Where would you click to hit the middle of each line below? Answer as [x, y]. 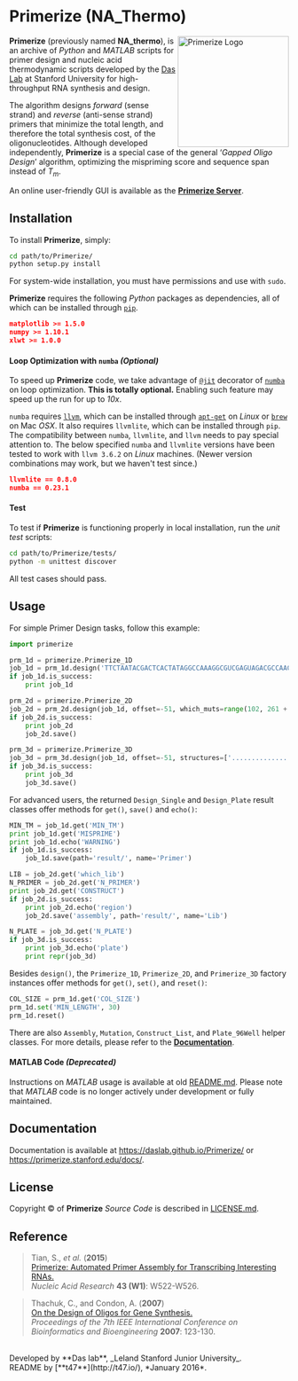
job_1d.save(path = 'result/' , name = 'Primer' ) [109, 859]
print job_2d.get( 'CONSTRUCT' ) [67, 891]
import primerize [41, 644]
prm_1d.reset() [37, 1016]
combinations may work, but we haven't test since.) [103, 464]
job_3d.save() [51, 782]
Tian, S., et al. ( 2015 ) [69, 1258]
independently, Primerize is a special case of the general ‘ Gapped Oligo [141, 152]
